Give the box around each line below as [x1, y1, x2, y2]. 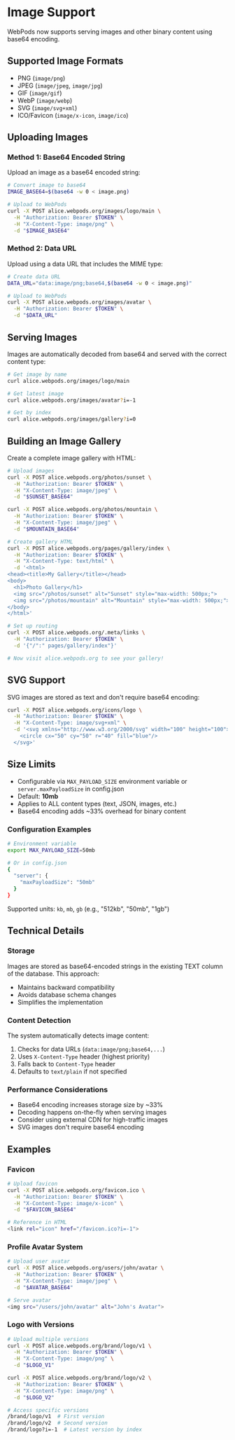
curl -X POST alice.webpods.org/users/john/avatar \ [7, 1265, 164, 1272]
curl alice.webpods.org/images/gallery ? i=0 [7, 416, 136, 423]
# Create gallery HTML [7, 538, 73, 545]
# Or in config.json [7, 860, 68, 867]
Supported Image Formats [7, 55, 124, 67]
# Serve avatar [7, 1296, 52, 1304]
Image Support [7, 4, 96, 20]
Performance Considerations [7, 1085, 108, 1094]
